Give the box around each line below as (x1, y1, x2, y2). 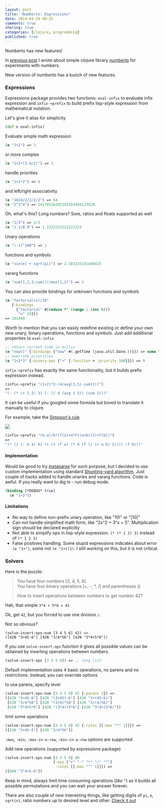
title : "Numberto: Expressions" (5, 12, 71, 17)
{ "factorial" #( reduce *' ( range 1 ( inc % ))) (16, 307, 110, 312)
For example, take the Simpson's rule (5, 414, 80, 420)
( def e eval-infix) (5, 124, 45, 129)
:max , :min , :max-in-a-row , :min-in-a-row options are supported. (5, 736, 134, 742)
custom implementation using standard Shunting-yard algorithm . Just (5, 469, 145, 475)
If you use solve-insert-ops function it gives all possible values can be (5, 643, 148, 649)
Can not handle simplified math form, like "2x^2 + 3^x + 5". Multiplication (12, 519, 159, 525)
